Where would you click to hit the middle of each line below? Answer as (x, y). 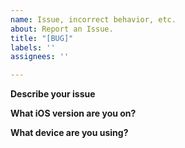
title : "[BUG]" (42, 38)
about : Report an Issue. (62, 29)
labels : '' (33, 47)
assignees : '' (40, 57)
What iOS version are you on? (73, 113)
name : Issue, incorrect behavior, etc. (93, 19)
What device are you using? (69, 133)
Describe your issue (53, 94)
